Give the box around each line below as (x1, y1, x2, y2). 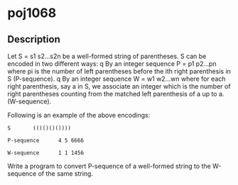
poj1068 (7, 5, 57, 21)
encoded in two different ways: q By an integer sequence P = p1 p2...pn (7, 60, 217, 68)
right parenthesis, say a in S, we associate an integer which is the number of (7, 82, 231, 90)
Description (7, 33, 60, 45)
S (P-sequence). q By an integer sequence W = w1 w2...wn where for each (7, 74, 226, 83)
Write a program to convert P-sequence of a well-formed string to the (7, 162, 211, 170)
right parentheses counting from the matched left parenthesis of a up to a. (7, 90, 225, 98)
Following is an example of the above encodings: (7, 111, 151, 119)
